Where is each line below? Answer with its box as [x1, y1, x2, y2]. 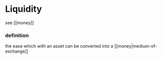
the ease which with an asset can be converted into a [5, 43, 113, 49]
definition [5, 32, 29, 39]
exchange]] [5, 48, 29, 55]
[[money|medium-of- [114, 43, 158, 49]
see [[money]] [5, 20, 34, 26]
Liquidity [5, 3, 42, 15]
